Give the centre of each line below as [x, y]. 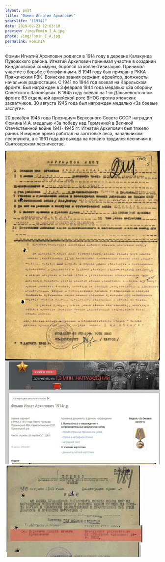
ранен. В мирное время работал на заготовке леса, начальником [74, 133]
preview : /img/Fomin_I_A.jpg [35, 31]
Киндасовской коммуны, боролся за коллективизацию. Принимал [75, 66]
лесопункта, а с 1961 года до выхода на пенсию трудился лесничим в [78, 139]
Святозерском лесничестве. [35, 144]
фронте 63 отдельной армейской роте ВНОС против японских [70, 98]
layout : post [18, 10]
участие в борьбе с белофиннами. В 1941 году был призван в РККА [76, 72]
